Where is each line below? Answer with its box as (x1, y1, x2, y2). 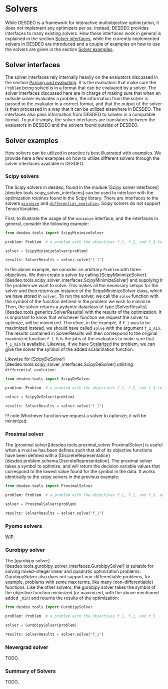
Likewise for (5, 356, 30, 362)
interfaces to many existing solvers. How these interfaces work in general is (5, 30, 161, 36)
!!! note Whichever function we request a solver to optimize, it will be (5, 412, 146, 418)
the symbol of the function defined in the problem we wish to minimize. (5, 299, 151, 305)
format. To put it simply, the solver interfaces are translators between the (5, 116, 155, 123)
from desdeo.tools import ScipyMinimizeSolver (5, 230, 104, 236)
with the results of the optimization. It (84, 309, 161, 315)
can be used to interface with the (85, 189, 154, 195)
